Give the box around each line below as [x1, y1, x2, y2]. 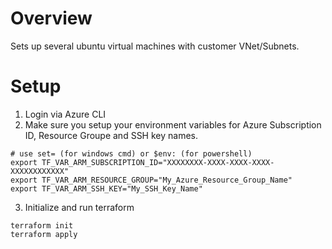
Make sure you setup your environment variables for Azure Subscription [24, 118, 322, 131]
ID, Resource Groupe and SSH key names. [24, 129, 199, 141]
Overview [10, 7, 93, 30]
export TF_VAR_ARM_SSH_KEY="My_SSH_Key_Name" [10, 183, 203, 194]
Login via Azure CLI [24, 108, 107, 120]
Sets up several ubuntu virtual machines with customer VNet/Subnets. [10, 40, 300, 52]
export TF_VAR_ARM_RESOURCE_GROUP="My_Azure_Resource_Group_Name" [10, 175, 293, 185]
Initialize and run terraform [24, 201, 135, 213]
